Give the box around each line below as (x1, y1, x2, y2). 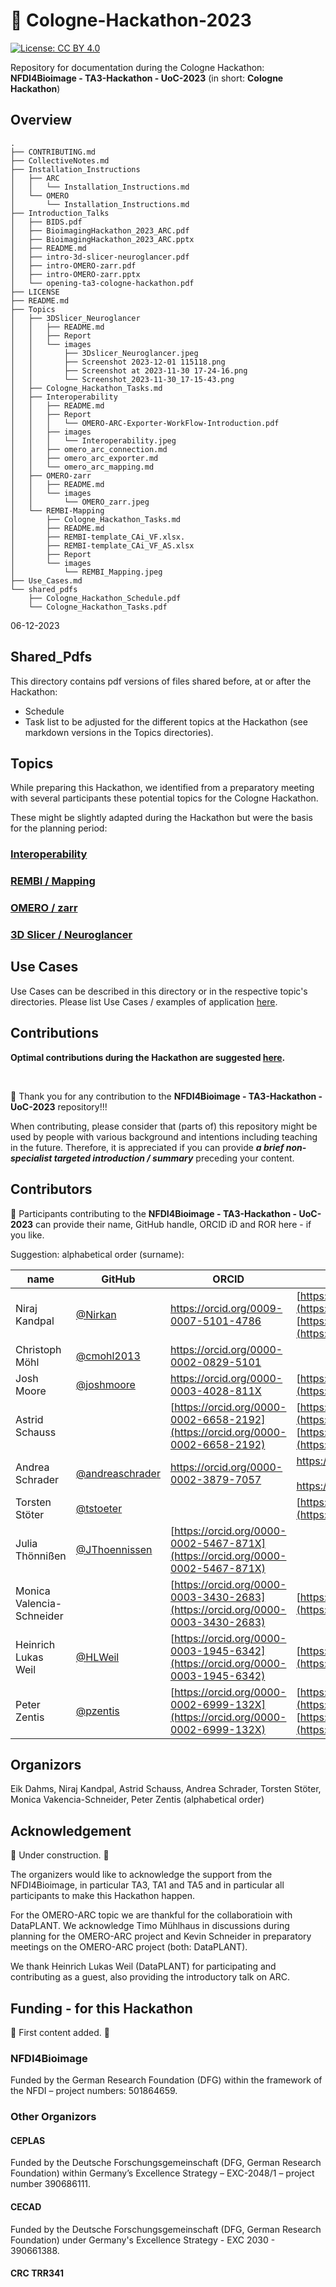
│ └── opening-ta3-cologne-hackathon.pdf (10, 278, 195, 288)
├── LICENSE (10, 287, 60, 297)
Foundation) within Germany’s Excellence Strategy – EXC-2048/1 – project (10, 2167, 315, 2179)
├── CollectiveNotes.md (10, 155, 110, 166)
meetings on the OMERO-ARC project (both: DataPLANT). (10, 1941, 248, 1953)
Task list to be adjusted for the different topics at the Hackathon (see (24, 715, 308, 728)
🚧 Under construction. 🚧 (10, 1849, 110, 1861)
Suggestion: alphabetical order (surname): (10, 1248, 185, 1260)
